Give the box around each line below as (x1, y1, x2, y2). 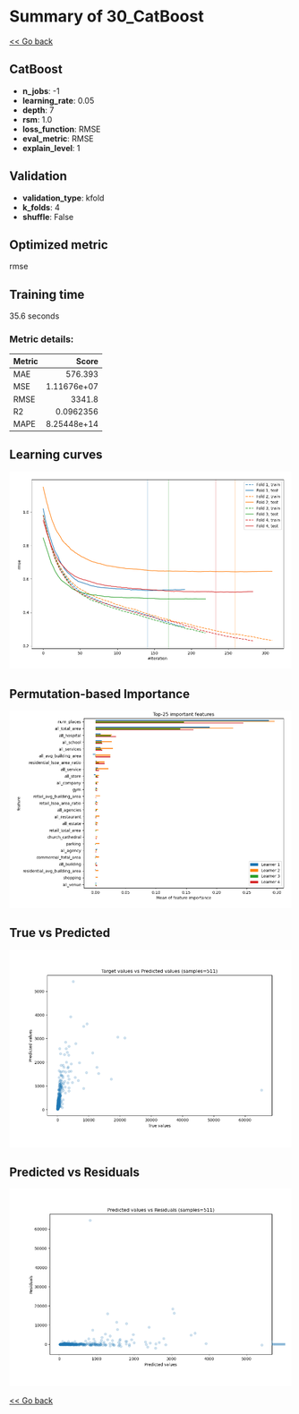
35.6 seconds (9, 311, 60, 321)
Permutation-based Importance (9, 686, 191, 702)
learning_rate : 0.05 (21, 95, 95, 106)
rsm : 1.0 (21, 114, 53, 124)
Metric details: (9, 333, 74, 345)
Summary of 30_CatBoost (9, 6, 204, 27)
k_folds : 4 (21, 201, 60, 212)
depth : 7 (21, 105, 55, 115)
